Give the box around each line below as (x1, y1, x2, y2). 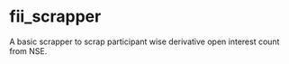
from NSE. (9, 45, 48, 56)
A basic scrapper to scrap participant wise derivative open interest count (9, 36, 280, 47)
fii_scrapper (9, 6, 102, 27)
